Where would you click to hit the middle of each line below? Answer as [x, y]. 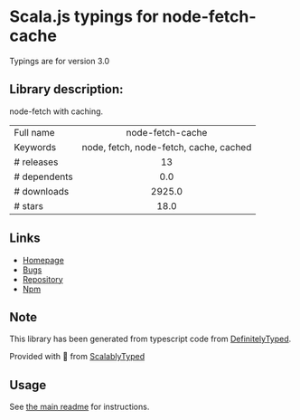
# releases [36, 162]
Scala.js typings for [84, 17]
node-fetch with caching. [56, 111]
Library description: [66, 89]
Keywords [35, 147]
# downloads [42, 191]
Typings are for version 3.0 [60, 61]
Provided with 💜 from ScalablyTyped [77, 357]
